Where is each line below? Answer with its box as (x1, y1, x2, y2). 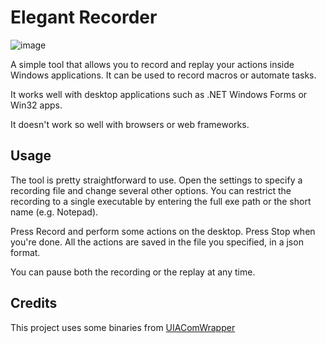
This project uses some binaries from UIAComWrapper (10, 321, 236, 333)
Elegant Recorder (10, 6, 158, 29)
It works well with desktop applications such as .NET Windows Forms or (10, 88, 308, 100)
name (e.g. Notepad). (10, 206, 99, 218)
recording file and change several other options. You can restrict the (10, 184, 292, 196)
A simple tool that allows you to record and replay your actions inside (10, 58, 295, 70)
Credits (10, 295, 58, 312)
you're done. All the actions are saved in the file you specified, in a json (10, 236, 304, 248)
